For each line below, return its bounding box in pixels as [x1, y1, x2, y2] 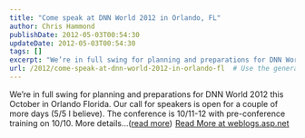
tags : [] [9, 47, 43, 56]
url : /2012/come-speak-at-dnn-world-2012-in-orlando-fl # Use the [9, 64, 271, 74]
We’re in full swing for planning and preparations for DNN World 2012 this [9, 88, 284, 100]
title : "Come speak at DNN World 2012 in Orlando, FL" [9, 13, 221, 23]
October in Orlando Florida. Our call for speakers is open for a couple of [9, 98, 279, 109]
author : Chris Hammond [9, 22, 95, 31]
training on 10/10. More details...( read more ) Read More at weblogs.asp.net [9, 117, 290, 128]
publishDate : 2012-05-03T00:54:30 [9, 30, 141, 39]
